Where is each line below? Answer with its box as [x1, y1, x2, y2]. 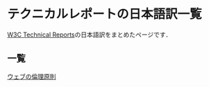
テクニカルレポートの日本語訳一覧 [7, 6, 203, 22]
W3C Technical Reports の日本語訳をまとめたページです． [7, 30, 172, 39]
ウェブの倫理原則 [7, 72, 56, 80]
